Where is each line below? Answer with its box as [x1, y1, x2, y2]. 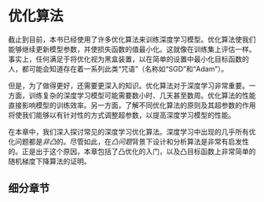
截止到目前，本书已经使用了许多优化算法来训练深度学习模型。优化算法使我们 [8, 35, 256, 44]
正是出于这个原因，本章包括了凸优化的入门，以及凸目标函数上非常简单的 [21, 146, 256, 156]
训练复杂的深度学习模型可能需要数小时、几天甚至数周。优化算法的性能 [28, 90, 256, 100]
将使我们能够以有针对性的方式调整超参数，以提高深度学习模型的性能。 [8, 110, 236, 119]
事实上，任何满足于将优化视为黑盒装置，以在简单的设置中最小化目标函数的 [8, 54, 249, 64]
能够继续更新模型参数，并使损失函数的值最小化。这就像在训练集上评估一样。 [8, 44, 256, 53]
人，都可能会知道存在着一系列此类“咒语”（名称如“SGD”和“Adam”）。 [8, 64, 229, 73]
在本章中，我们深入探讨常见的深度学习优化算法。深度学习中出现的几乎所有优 [8, 127, 256, 136]
